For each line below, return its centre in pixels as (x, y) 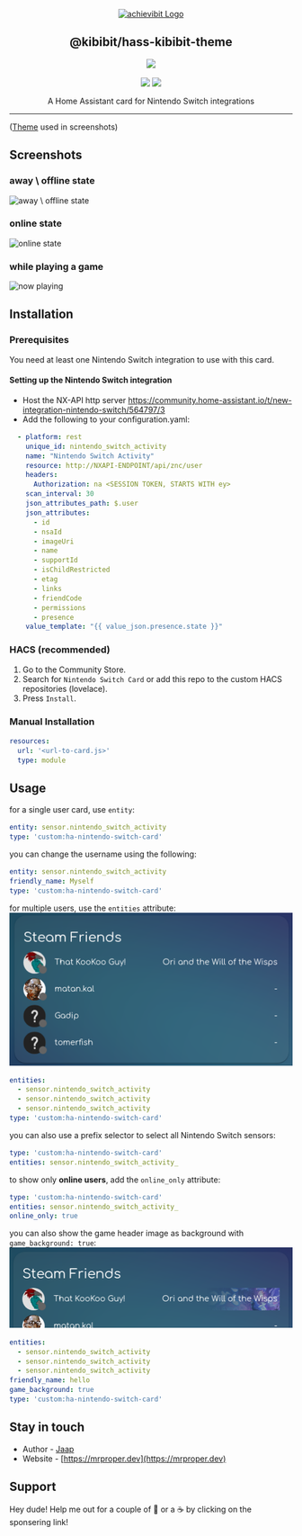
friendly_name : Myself (52, 882)
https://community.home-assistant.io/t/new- (210, 400)
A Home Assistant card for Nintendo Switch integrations (151, 101)
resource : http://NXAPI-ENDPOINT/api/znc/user (114, 465)
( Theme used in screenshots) (64, 127)
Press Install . (49, 698)
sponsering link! (39, 1522)
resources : (30, 741)
